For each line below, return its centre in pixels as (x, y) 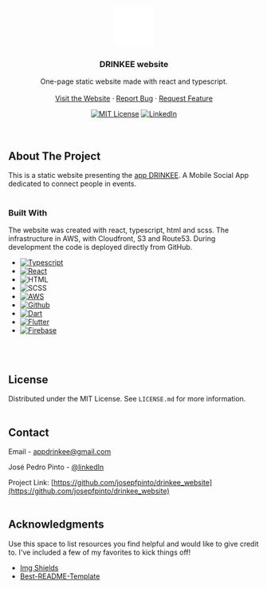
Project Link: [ (31, 483)
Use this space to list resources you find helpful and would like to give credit (133, 544)
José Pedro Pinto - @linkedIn (56, 467)
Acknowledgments (57, 525)
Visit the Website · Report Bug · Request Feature (134, 99)
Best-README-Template (60, 576)
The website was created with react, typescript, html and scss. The (119, 230)
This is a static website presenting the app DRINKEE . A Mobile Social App (129, 176)
